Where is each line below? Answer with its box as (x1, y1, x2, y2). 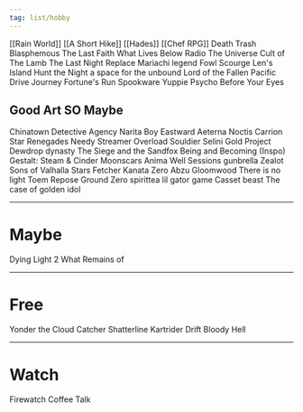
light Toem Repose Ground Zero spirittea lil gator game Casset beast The (9, 174, 280, 185)
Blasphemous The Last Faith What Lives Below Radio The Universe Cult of (9, 47, 286, 59)
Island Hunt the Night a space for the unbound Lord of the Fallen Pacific (9, 67, 277, 78)
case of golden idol (9, 184, 81, 195)
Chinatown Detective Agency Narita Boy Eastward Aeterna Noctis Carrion (9, 126, 283, 137)
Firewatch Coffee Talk (9, 394, 91, 405)
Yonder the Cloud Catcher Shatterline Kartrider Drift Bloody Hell (9, 324, 246, 335)
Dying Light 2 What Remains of (9, 254, 124, 265)
